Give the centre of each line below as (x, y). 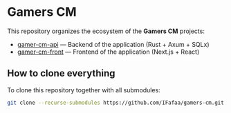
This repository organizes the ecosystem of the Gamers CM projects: (106, 31)
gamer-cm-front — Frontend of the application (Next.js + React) (108, 52)
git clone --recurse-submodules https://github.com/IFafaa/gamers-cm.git (116, 103)
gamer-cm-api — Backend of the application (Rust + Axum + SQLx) (113, 44)
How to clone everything (61, 73)
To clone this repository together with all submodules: (84, 90)
